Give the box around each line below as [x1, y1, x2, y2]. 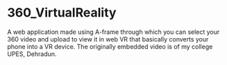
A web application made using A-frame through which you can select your [7, 28, 220, 36]
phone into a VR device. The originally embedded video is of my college [7, 42, 213, 50]
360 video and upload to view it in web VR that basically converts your [7, 35, 209, 43]
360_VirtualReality [7, 5, 117, 21]
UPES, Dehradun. [7, 50, 57, 58]
